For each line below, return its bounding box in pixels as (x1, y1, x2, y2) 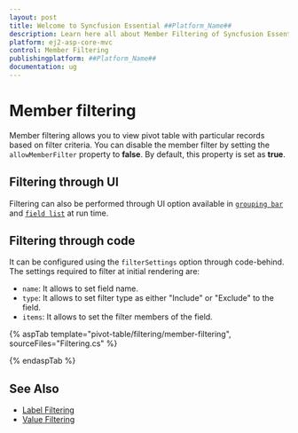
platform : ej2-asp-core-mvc (9, 37, 114, 47)
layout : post (9, 12, 58, 22)
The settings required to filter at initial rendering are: (9, 266, 200, 277)
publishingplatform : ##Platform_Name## (9, 54, 157, 63)
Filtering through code (9, 233, 136, 248)
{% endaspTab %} (9, 356, 76, 366)
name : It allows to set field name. (21, 283, 139, 294)
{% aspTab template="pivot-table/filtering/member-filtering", (9, 329, 232, 340)
